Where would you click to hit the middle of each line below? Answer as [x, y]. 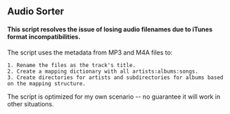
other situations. [31, 104]
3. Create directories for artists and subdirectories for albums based [115, 77]
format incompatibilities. [44, 36]
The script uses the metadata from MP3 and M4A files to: [90, 52]
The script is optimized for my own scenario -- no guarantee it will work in [114, 97]
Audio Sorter [36, 12]
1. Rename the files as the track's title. [72, 65]
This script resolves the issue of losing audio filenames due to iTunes [110, 29]
